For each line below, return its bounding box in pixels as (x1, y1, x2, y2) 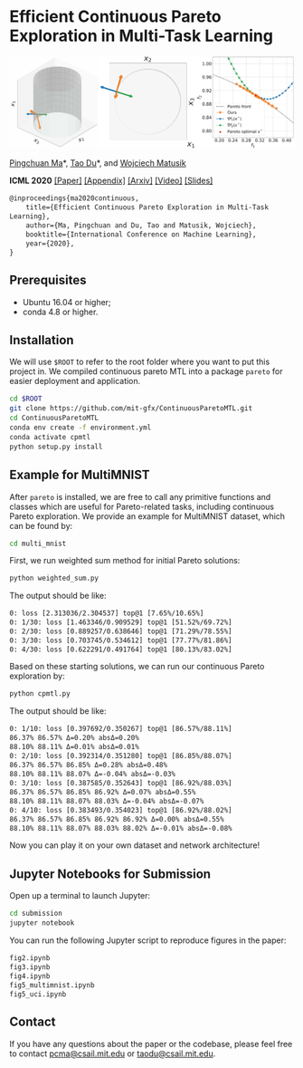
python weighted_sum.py (9, 573, 99, 583)
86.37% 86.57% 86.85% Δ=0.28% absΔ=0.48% (9, 761, 168, 770)
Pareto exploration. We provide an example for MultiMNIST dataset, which (9, 510, 286, 522)
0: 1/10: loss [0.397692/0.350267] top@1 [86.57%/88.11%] (9, 725, 232, 734)
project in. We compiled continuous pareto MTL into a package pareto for (9, 366, 283, 377)
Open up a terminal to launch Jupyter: (9, 890, 151, 900)
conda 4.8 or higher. (22, 306, 99, 317)
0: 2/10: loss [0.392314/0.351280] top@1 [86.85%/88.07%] (9, 752, 232, 761)
